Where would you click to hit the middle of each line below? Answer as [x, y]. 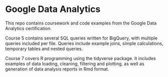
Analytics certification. [28, 28]
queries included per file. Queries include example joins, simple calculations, [84, 43]
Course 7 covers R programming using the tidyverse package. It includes [80, 58]
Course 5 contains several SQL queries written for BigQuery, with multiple [81, 38]
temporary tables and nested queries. [44, 48]
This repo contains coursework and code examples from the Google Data [81, 23]
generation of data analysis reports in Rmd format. [57, 69]
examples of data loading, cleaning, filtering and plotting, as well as [75, 63]
